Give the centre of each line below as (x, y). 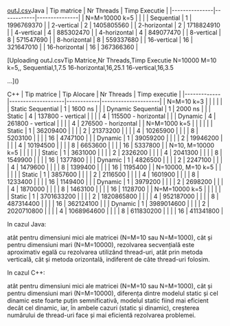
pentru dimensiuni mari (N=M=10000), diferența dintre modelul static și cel (113, 293)
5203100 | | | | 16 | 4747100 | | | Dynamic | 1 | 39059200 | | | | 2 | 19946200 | (115, 138)
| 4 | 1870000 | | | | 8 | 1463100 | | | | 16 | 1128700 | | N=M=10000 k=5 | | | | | (114, 189)
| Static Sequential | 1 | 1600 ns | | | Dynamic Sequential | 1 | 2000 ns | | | (109, 109)
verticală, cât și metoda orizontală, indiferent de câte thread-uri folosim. (109, 259)
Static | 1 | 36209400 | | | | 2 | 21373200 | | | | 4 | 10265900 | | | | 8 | (103, 131)
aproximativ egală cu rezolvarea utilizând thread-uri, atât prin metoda (105, 252)
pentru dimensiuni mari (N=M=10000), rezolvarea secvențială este (101, 245)
